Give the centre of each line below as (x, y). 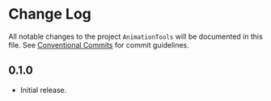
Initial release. (43, 90)
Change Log (50, 14)
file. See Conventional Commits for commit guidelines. (99, 44)
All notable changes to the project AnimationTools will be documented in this (135, 36)
